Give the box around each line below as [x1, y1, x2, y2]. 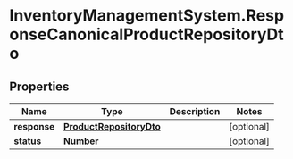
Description [169, 105, 221, 117]
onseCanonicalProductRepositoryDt [9, 24, 284, 45]
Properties [9, 79, 70, 94]
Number [63, 135, 99, 147]
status [13, 135, 42, 147]
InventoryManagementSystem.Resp [9, 5, 284, 26]
